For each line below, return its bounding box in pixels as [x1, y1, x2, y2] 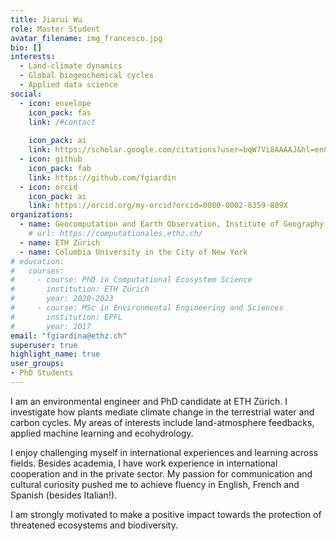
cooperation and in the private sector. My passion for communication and [10, 467, 313, 480]
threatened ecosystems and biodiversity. [10, 519, 178, 531]
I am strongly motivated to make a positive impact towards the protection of [10, 508, 322, 520]
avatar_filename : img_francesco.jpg [10, 33, 163, 43]
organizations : [10, 210, 74, 220]
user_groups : [10, 359, 65, 369]
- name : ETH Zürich [19, 237, 101, 248]
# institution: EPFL [10, 312, 123, 322]
